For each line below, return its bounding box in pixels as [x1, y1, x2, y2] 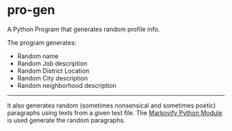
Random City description [17, 73, 88, 82]
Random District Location [17, 67, 90, 75]
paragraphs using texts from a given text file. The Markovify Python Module [7, 108, 222, 116]
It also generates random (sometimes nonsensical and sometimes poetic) [7, 101, 216, 110]
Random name [17, 51, 59, 60]
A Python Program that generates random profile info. [7, 25, 160, 33]
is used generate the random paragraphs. [7, 116, 126, 124]
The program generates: [7, 38, 77, 46]
